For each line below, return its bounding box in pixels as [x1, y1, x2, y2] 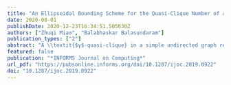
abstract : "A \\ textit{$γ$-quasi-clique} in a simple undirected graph [7, 42, 217, 49]
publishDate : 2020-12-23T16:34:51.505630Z [7, 23, 131, 29]
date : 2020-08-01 [7, 16, 57, 23]
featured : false [7, 49, 54, 56]
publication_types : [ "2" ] [7, 36, 81, 42]
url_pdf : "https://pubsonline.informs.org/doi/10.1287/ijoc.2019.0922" [7, 61, 217, 68]
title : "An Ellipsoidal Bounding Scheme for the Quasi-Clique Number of [7, 10, 220, 17]
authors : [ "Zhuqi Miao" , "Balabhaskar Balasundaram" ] [7, 29, 165, 36]
